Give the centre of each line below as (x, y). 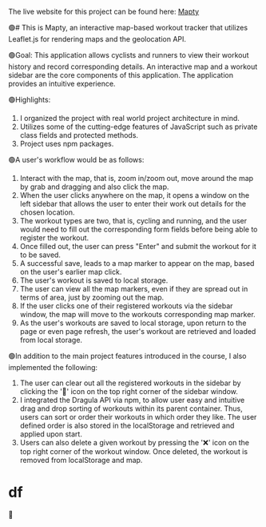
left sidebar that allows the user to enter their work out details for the (133, 204)
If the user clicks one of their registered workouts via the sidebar (126, 306)
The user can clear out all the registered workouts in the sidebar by (130, 383)
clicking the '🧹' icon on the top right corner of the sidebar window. (129, 391)
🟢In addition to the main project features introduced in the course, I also (127, 356)
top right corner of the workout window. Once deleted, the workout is (134, 451)
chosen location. (47, 212)
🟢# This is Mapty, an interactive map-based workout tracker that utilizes (128, 28)
